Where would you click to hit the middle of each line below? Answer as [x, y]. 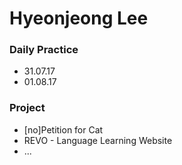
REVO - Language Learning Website [98, 140]
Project [27, 108]
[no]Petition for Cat [63, 129]
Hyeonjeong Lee [79, 18]
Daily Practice [44, 50]
